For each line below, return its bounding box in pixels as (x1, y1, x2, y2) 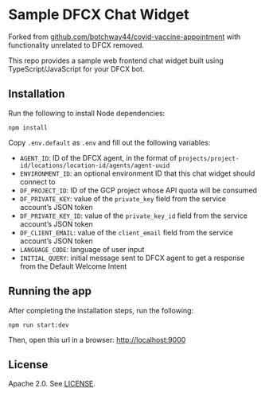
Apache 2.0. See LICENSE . (8, 379, 95, 389)
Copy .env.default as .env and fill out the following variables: (8, 138, 211, 147)
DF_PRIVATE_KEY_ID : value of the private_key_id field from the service (19, 211, 248, 220)
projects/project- (178, 154, 240, 162)
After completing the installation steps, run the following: (8, 305, 193, 315)
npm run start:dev (8, 320, 69, 329)
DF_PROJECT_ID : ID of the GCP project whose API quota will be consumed (19, 185, 257, 195)
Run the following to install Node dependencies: (8, 108, 166, 118)
